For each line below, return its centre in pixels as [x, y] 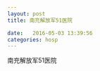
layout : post [26, 14]
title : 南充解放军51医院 [40, 20]
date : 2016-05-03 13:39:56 [50, 33]
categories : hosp [33, 39]
